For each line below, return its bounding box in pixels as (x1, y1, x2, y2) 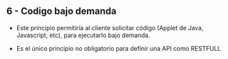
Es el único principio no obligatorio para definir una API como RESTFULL (16, 44, 221, 52)
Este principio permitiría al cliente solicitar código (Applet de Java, (16, 23, 203, 32)
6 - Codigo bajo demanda (6, 5, 117, 17)
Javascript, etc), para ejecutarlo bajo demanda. (16, 31, 151, 39)
